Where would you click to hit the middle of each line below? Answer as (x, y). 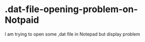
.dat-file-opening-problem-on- (71, 9)
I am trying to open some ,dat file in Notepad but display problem (72, 34)
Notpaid (22, 20)
